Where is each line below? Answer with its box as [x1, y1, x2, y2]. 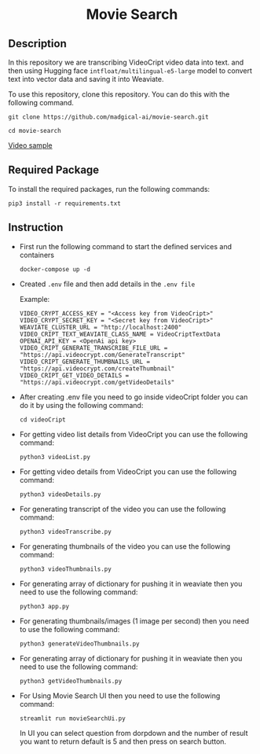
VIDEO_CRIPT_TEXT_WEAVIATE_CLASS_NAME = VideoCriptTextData [19, 330, 221, 338]
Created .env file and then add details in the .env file [19, 279, 196, 289]
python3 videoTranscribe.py [19, 528, 112, 535]
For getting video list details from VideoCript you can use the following [19, 429, 248, 439]
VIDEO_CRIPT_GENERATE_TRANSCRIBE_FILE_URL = [19, 344, 168, 351]
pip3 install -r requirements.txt [8, 199, 122, 208]
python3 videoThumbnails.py [19, 565, 112, 573]
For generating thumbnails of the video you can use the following [19, 541, 231, 551]
